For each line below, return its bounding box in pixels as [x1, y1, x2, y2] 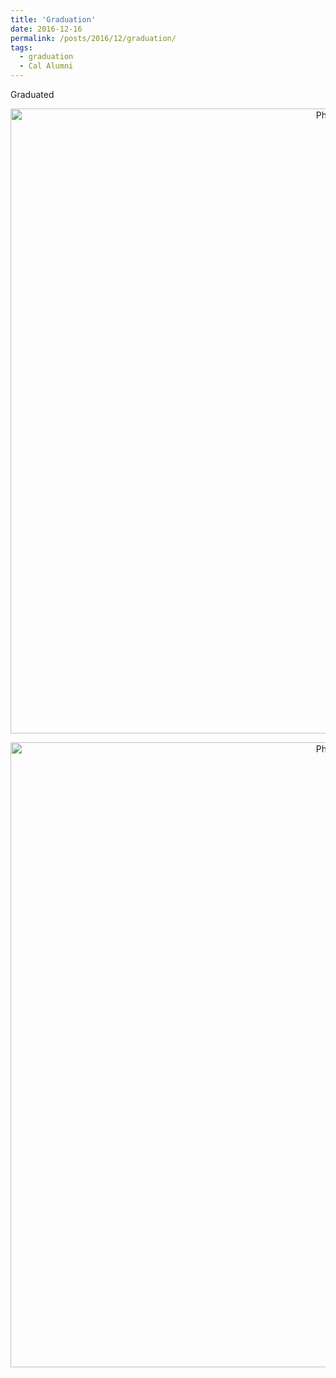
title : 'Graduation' [10, 14, 97, 25]
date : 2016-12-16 [10, 24, 83, 34]
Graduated [10, 89, 55, 100]
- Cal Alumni [19, 61, 74, 71]
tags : [10, 42, 33, 53]
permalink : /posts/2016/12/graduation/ [10, 33, 177, 43]
